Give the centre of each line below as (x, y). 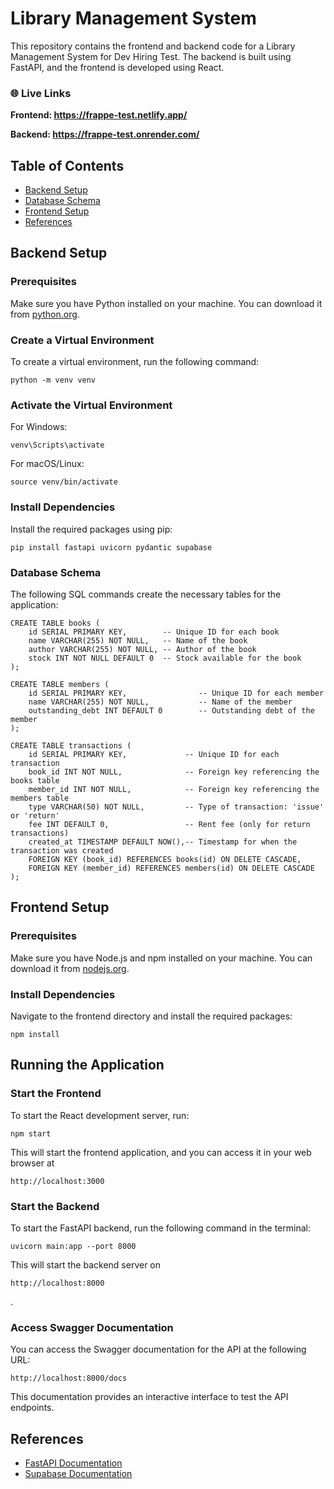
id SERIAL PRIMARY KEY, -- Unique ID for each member (176, 693)
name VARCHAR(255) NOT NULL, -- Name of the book (138, 640)
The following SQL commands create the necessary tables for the (146, 594)
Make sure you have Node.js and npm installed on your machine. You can (161, 958)
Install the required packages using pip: (91, 529)
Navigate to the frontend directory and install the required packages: (151, 1016)
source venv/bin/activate (64, 482)
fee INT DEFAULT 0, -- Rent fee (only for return (169, 824)
